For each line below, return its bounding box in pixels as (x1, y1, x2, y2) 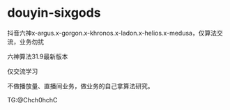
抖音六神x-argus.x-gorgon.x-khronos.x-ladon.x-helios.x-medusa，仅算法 (7, 29, 217, 37)
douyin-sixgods (7, 5, 101, 21)
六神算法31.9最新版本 (7, 52, 68, 61)
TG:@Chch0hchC (7, 95, 58, 104)
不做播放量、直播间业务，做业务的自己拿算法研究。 (7, 81, 154, 90)
